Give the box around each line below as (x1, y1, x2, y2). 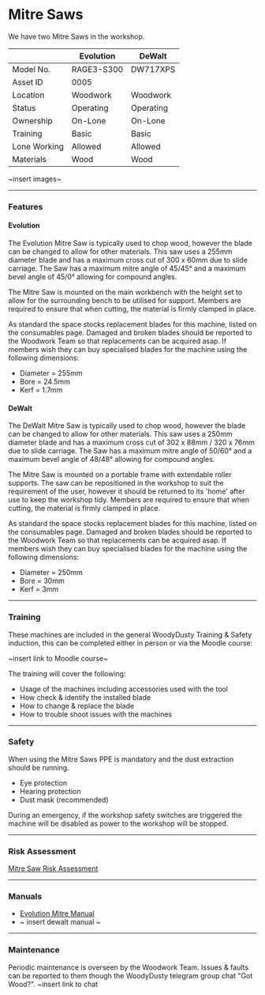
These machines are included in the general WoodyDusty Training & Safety (8, 630, 252, 639)
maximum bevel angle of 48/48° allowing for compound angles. (8, 455, 215, 464)
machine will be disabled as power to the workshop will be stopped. (8, 819, 229, 828)
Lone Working (12, 141, 65, 152)
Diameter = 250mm (19, 568, 83, 577)
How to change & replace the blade (19, 701, 135, 710)
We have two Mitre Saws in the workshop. (8, 32, 145, 41)
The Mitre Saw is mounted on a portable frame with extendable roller (8, 470, 232, 479)
